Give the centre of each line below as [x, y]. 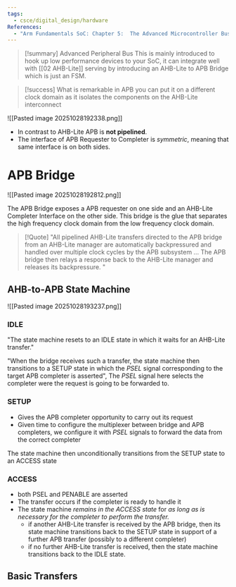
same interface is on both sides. [64, 147]
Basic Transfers [42, 576]
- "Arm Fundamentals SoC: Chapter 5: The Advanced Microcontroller [116, 33]
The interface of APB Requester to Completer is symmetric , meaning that [123, 140]
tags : [15, 14]
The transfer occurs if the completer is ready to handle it [99, 502]
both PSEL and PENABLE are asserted [72, 494]
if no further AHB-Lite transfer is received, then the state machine [123, 546]
